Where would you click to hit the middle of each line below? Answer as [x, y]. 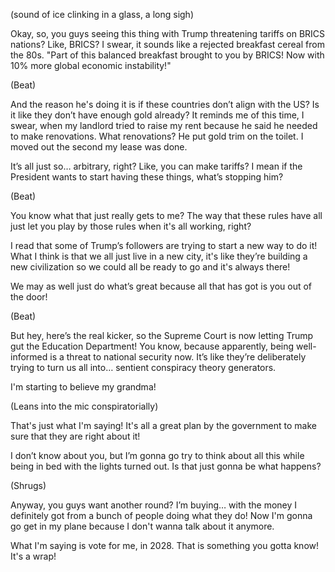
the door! [29, 297]
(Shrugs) [28, 485]
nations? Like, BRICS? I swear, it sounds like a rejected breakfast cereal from [167, 44]
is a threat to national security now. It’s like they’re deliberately [178, 357]
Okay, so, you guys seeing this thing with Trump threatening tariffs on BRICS [168, 33]
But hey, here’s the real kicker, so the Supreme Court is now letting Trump [162, 335]
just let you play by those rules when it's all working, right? [131, 226]
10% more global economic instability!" [91, 65]
